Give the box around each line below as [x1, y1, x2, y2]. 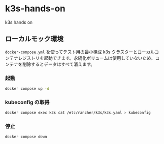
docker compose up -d [5, 86, 50, 91]
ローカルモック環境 [5, 35, 64, 43]
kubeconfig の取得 [5, 99, 50, 106]
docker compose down [5, 134, 48, 140]
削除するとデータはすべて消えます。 [22, 61, 95, 67]
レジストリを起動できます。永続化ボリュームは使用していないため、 [18, 55, 156, 61]
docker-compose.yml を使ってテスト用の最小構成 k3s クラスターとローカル [5, 49, 155, 55]
